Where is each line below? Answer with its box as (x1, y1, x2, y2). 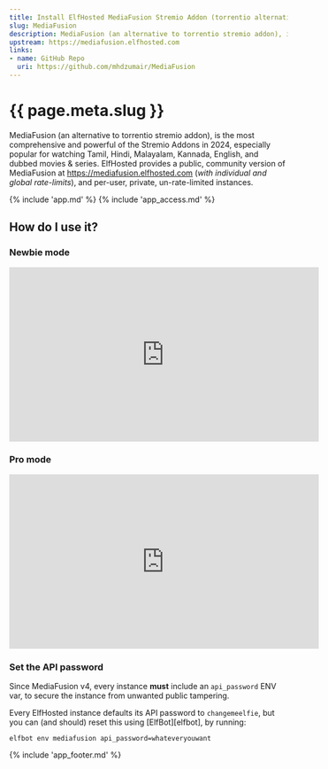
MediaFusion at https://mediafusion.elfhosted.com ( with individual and (9, 167, 267, 178)
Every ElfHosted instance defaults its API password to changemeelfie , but (9, 708, 276, 719)
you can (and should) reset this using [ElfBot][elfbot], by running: (9, 717, 247, 727)
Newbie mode (9, 246, 71, 259)
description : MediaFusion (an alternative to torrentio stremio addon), (9, 29, 283, 38)
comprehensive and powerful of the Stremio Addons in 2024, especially (9, 139, 271, 150)
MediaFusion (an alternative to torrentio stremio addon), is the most (9, 129, 255, 140)
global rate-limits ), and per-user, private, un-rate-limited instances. (9, 176, 254, 187)
